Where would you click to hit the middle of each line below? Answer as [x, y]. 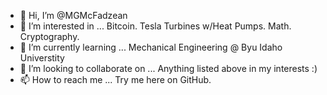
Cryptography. [49, 36]
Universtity [42, 58]
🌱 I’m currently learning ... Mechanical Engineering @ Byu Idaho [151, 47]
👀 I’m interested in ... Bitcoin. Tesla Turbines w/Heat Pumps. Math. [155, 26]
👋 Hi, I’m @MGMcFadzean [73, 15]
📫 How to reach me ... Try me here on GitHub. [115, 79]
